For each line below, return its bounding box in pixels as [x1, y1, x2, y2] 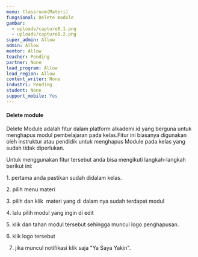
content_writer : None [6, 76, 61, 82]
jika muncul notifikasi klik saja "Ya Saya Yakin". [14, 244, 131, 251]
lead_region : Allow [6, 71, 55, 77]
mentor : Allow [6, 48, 42, 54]
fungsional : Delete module [6, 14, 74, 21]
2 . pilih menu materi [6, 185, 55, 193]
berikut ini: [6, 162, 33, 170]
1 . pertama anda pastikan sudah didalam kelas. [6, 174, 122, 181]
